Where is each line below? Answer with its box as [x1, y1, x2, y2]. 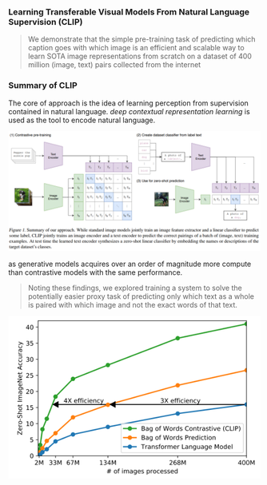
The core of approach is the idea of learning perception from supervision [8, 98, 249, 108]
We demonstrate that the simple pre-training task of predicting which [27, 34, 256, 44]
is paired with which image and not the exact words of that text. [27, 300, 238, 309]
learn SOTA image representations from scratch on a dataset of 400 [27, 51, 252, 62]
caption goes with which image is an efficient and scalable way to [27, 43, 245, 53]
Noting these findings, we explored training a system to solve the [27, 283, 242, 292]
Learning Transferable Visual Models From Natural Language [8, 6, 250, 18]
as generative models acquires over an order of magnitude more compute [8, 259, 252, 268]
